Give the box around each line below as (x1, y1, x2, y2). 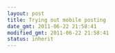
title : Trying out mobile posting (7, 17, 107, 23)
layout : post (7, 10, 45, 17)
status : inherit (7, 36, 54, 43)
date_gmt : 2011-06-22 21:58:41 (7, 23, 97, 30)
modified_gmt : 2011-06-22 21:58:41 (7, 29, 109, 36)
